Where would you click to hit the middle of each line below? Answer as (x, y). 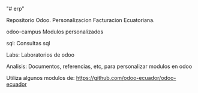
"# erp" (15, 9)
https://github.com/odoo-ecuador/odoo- (126, 78)
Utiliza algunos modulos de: (40, 78)
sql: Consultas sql (28, 43)
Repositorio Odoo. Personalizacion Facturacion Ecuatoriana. (80, 20)
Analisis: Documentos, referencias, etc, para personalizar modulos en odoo (99, 66)
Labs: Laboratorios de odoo (40, 55)
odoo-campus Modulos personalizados (55, 32)
